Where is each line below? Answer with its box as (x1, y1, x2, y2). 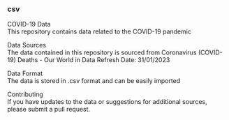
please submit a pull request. (7, 105, 91, 114)
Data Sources (7, 41, 47, 50)
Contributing (7, 90, 43, 98)
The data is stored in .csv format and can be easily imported (7, 77, 181, 85)
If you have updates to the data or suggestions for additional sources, (7, 98, 207, 106)
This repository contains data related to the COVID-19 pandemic (7, 27, 192, 36)
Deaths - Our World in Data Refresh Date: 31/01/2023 (17, 56, 170, 64)
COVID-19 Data (7, 20, 51, 29)
